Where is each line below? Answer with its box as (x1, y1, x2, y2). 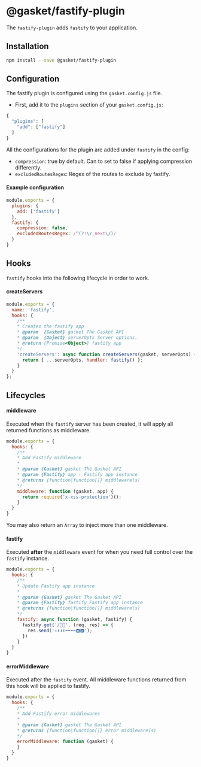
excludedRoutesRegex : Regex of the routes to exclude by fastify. (14, 170, 170, 177)
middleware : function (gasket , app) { (17, 488, 114, 495)
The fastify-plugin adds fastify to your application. (6, 24, 138, 31)
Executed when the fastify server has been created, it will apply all (6, 420, 173, 428)
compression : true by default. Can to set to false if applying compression (14, 157, 193, 165)
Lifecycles (6, 390, 46, 401)
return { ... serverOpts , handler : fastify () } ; (22, 357, 144, 363)
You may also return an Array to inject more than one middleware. (6, 522, 168, 528)
